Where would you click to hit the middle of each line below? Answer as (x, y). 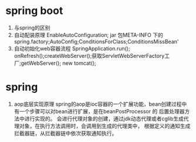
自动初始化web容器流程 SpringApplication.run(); (72, 49)
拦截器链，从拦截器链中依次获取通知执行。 (65, 133)
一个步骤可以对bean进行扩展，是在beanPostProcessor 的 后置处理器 (102, 111)
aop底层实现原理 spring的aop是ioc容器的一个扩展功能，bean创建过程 (98, 104)
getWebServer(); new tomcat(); (58, 63)
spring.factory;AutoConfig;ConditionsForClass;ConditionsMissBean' (96, 41)
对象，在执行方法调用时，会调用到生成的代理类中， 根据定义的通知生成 (105, 126)
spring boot (34, 11)
